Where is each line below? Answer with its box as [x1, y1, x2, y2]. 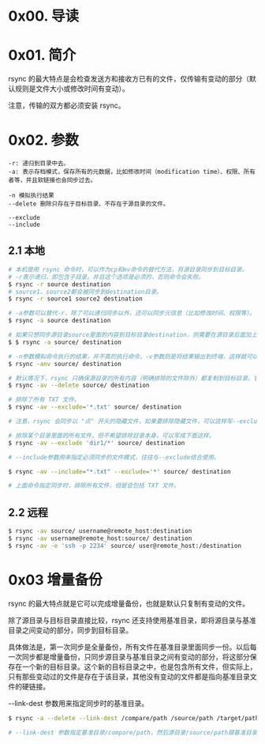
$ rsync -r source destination [8, 280, 111, 289]
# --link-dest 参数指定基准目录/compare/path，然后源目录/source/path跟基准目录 [8, 728, 258, 736]
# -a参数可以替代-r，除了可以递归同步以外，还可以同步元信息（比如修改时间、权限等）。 [8, 309, 256, 317]
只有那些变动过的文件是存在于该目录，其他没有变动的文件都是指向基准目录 [8, 671, 250, 681]
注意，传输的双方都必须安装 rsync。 [8, 100, 125, 111]
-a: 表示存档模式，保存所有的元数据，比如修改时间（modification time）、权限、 [8, 168, 244, 176]
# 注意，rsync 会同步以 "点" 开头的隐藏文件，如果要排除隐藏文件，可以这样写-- [8, 417, 240, 425]
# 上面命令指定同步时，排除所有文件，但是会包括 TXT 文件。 [8, 482, 180, 490]
